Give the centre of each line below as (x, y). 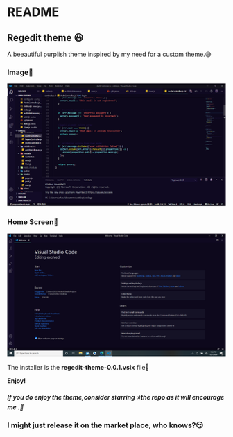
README (33, 12)
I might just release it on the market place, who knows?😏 (105, 425)
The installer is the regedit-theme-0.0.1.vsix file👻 (78, 368)
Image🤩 (20, 72)
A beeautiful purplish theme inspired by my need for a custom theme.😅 (109, 54)
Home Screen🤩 (33, 222)
